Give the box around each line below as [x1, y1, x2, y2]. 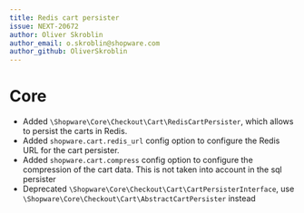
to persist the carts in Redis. [22, 126, 128, 137]
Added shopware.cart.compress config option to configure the [22, 155, 254, 166]
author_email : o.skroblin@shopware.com [9, 38, 161, 48]
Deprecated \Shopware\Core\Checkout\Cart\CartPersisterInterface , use [22, 183, 295, 195]
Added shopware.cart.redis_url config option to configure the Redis [22, 135, 280, 146]
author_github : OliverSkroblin [9, 47, 128, 56]
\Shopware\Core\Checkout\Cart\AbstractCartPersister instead [22, 193, 256, 204]
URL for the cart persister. [22, 145, 120, 156]
